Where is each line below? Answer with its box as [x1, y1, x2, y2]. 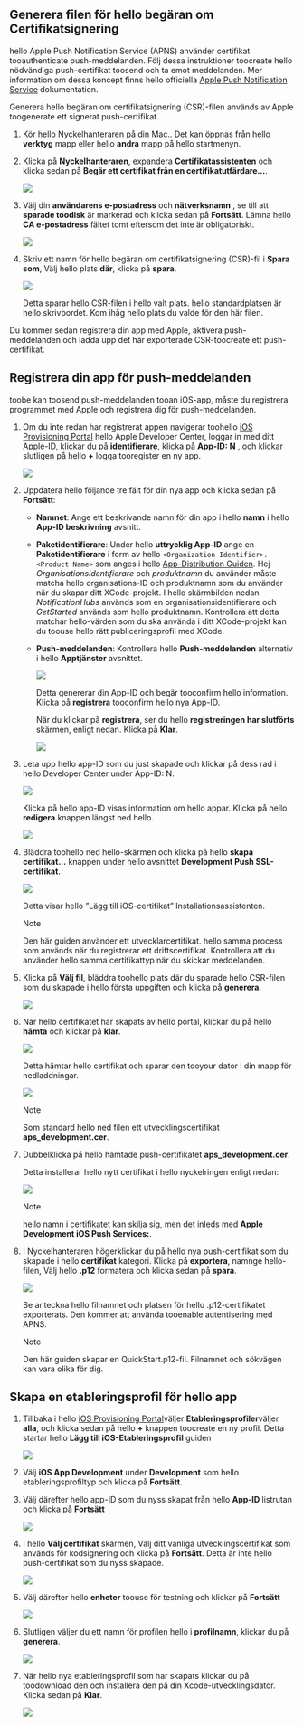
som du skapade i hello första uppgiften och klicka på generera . [22, 982, 262, 992]
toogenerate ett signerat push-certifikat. [9, 110, 160, 121]
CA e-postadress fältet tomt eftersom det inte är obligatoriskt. [22, 219, 255, 230]
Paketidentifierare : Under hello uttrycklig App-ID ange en [35, 538, 255, 550]
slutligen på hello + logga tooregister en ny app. [22, 450, 202, 460]
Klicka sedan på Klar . [22, 1690, 102, 1701]
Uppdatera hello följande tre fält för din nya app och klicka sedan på [22, 484, 276, 496]
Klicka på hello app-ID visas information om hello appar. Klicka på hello [22, 802, 288, 813]
